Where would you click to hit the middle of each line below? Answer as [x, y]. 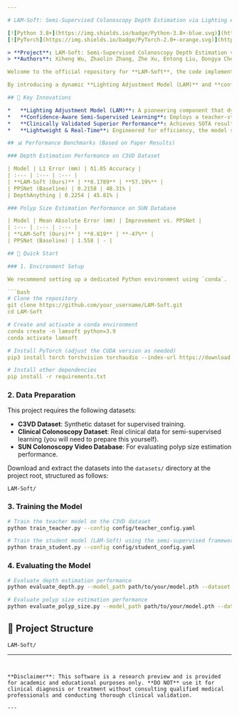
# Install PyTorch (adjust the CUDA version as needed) [92, 351]
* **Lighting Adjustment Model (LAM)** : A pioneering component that [116, 110]
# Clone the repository [43, 299]
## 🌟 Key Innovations [39, 97]
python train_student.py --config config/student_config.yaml [101, 547]
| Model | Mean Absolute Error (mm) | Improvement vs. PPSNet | [105, 221]
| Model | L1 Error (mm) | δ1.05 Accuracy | [74, 169]
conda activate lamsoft [43, 338]
